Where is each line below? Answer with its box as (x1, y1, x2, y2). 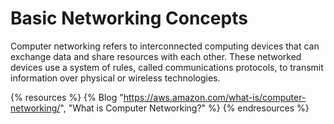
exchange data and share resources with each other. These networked (10, 50, 302, 62)
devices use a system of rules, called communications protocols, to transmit (10, 61, 324, 73)
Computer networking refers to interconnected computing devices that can (10, 40, 320, 52)
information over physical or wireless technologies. (10, 72, 221, 84)
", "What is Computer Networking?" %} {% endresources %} (59, 102, 310, 114)
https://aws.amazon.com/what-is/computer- (123, 91, 307, 103)
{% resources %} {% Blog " (10, 91, 124, 103)
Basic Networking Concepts (10, 7, 248, 30)
